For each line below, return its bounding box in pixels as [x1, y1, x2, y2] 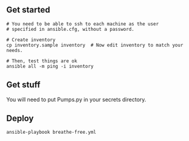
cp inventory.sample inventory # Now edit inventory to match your [6, 42, 184, 48]
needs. [6, 47, 23, 53]
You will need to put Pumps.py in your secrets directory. [6, 96, 146, 103]
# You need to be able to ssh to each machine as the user [6, 21, 159, 27]
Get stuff [6, 80, 41, 90]
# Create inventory [6, 36, 56, 43]
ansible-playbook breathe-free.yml [6, 130, 97, 136]
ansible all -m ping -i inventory [6, 63, 94, 69]
